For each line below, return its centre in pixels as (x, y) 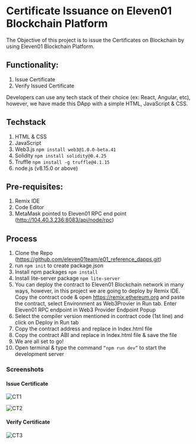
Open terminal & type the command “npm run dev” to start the (90, 348)
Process (22, 239)
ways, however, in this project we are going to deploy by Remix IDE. (97, 291)
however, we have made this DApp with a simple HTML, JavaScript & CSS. (97, 103)
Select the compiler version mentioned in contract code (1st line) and (99, 316)
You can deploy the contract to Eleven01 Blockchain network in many (99, 285)
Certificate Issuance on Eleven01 (89, 11)
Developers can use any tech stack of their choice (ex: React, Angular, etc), (99, 97)
